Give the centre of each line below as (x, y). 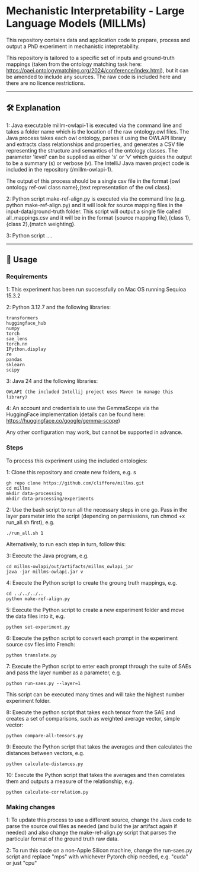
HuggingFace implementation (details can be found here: (76, 414)
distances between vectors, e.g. (45, 753)
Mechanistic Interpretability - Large (95, 11)
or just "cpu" (22, 863)
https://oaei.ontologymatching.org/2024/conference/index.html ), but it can (97, 70)
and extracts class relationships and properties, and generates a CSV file (95, 144)
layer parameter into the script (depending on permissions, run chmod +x (96, 516)
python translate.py (32, 655)
